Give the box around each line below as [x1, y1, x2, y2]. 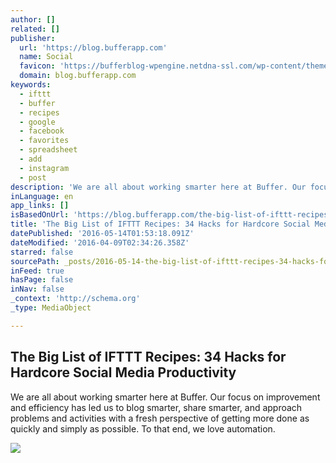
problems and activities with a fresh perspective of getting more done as [10, 412, 310, 424]
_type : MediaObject [10, 303, 92, 313]
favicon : [19, 61, 56, 71]
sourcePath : [10, 256, 60, 266]
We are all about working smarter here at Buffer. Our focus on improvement [10, 391, 321, 403]
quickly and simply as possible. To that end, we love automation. [10, 422, 276, 435]
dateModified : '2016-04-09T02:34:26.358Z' [10, 237, 190, 248]
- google [19, 117, 56, 127]
